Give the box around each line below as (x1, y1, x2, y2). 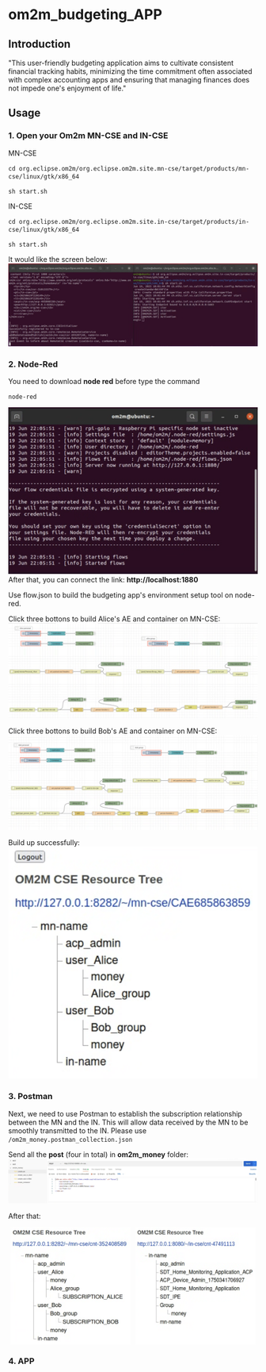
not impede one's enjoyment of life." (8, 83, 127, 93)
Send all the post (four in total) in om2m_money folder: (8, 1149, 188, 1159)
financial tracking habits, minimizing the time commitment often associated (8, 67, 253, 76)
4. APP (8, 1355, 35, 1366)
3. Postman (8, 1091, 53, 1102)
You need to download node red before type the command (8, 377, 200, 386)
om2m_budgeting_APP (8, 6, 162, 24)
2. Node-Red (8, 359, 58, 370)
